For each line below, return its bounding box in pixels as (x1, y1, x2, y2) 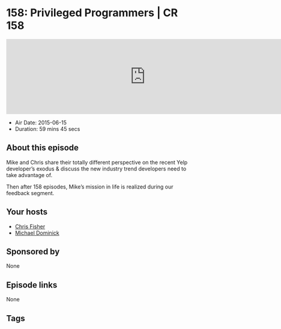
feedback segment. (6, 189, 55, 196)
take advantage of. (6, 171, 53, 178)
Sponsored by (6, 246, 60, 256)
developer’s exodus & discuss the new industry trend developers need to (6, 165, 187, 172)
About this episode (6, 143, 79, 153)
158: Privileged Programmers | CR (6, 6, 178, 20)
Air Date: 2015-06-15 (14, 119, 67, 126)
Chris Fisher (14, 223, 46, 230)
